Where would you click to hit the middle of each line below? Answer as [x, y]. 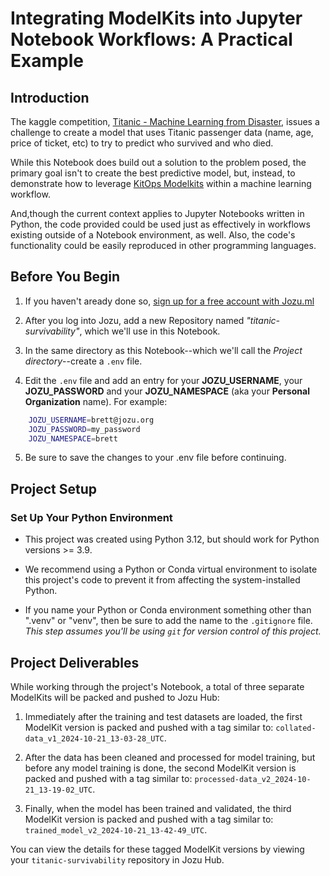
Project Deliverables [75, 662]
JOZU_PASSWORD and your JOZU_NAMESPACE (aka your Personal [167, 391]
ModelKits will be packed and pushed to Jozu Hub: [115, 697]
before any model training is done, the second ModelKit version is [160, 768]
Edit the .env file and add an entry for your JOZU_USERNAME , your [163, 380]
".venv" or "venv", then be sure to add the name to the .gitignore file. [168, 621]
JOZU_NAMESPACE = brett [73, 438]
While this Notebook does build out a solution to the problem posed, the [158, 162]
